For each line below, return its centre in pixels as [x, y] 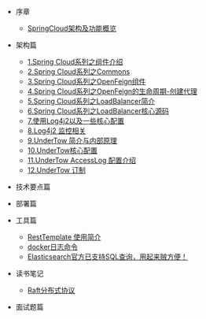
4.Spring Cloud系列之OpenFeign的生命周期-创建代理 [112, 91]
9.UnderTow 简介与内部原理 [72, 141]
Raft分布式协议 [51, 290]
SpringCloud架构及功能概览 [72, 28]
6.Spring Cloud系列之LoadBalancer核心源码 [98, 111]
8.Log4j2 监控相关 [57, 131]
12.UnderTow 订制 [57, 170]
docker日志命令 [53, 247]
